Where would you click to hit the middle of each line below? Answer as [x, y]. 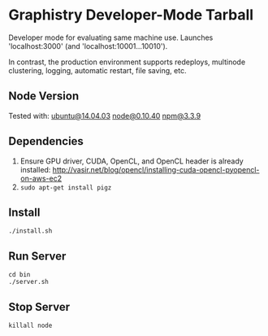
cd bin [19, 275]
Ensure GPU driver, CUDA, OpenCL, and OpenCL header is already [132, 161]
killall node [30, 325]
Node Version [44, 96]
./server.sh [28, 282]
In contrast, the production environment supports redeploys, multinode [127, 62]
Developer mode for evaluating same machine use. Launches [111, 37]
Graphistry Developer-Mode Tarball [131, 15]
